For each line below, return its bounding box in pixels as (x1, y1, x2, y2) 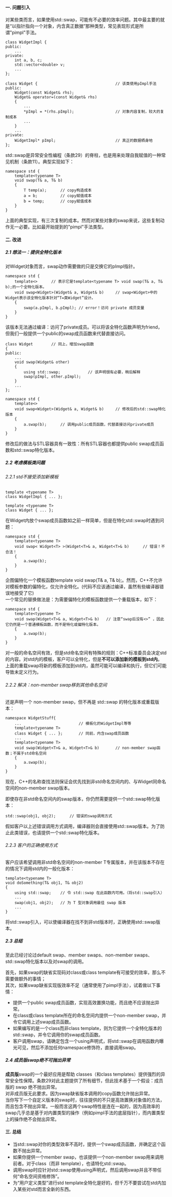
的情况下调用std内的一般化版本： (5, 865, 75, 872)
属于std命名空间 (16, 750, 47, 756)
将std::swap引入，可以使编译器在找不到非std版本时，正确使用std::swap (5, 918, 156, 925)
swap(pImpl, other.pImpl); (24, 374, 81, 379)
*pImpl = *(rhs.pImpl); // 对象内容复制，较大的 (24, 109, 161, 115)
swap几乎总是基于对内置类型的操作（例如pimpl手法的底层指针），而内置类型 (5, 1110, 165, 1116)
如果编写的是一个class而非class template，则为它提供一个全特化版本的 (12, 1025, 162, 1031)
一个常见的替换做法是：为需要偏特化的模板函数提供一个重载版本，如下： (5, 596, 158, 603)
